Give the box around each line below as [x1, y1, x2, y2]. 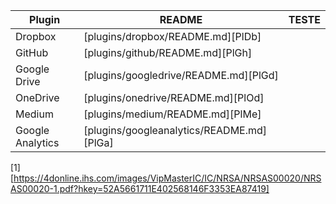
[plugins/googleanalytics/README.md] [83, 124, 268, 137]
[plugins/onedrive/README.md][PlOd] [83, 91, 265, 104]
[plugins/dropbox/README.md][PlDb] [83, 30, 262, 43]
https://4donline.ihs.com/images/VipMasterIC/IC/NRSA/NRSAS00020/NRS [13, 172, 322, 184]
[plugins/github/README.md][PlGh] [83, 46, 253, 59]
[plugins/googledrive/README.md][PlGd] [83, 69, 279, 82]
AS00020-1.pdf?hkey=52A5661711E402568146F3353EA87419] [10, 183, 270, 194]
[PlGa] [83, 136, 114, 149]
